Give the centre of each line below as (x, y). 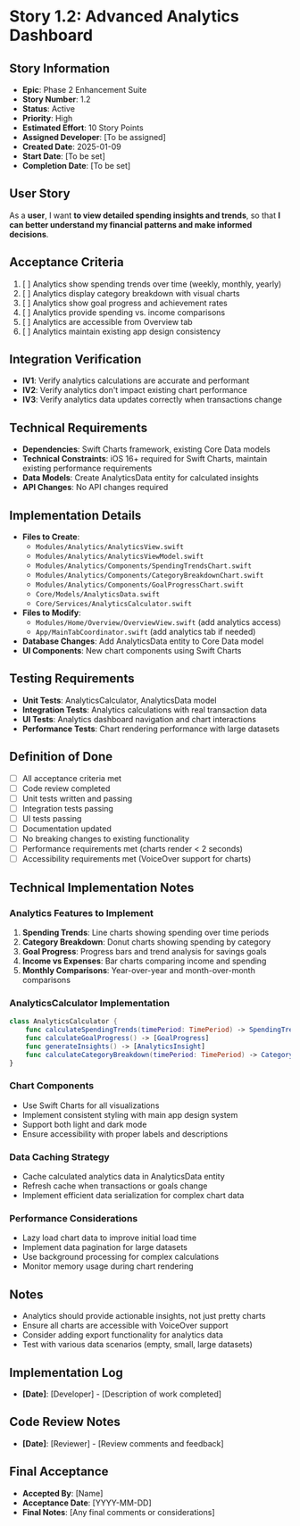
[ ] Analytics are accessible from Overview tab (108, 321)
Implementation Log (66, 1372)
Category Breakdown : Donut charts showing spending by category (146, 942)
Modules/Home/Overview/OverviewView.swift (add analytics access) (158, 622)
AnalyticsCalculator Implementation (90, 1003)
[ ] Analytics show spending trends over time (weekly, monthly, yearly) (152, 284)
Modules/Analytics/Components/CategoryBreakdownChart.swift (150, 576)
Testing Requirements (72, 679)
